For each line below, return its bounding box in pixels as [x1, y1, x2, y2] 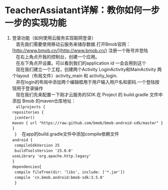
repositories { [12, 109, 44, 115]
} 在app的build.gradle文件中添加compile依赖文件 [14, 131, 119, 137]
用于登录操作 [16, 85, 43, 91]
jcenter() [14, 115, 35, 120]
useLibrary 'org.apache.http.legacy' [12, 153, 92, 159]
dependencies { [12, 163, 41, 169]
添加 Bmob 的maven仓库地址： [12, 98, 76, 104]
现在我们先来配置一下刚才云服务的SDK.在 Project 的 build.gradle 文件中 [16, 91, 163, 97]
